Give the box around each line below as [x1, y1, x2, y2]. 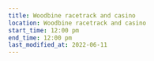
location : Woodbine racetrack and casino [8, 19, 147, 27]
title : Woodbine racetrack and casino [8, 11, 136, 20]
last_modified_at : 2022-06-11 [8, 41, 108, 49]
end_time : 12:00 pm [8, 33, 73, 42]
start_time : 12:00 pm [8, 26, 80, 34]
